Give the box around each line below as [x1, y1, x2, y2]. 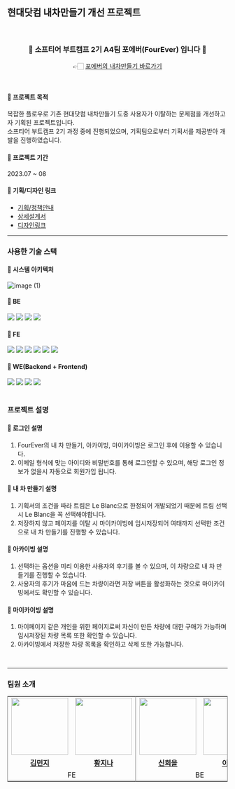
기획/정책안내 [17, 203, 55, 212]
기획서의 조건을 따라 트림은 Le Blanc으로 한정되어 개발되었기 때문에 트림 [17, 501, 215, 510]
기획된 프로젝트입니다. [14, 119, 75, 127]
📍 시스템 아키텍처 [7, 265, 54, 274]
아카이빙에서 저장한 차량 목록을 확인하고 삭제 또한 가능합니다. [17, 640, 184, 649]
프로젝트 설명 [7, 405, 49, 415]
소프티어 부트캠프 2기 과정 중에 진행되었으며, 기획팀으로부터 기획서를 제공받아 [7, 127, 218, 135]
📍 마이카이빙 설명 [7, 605, 54, 614]
